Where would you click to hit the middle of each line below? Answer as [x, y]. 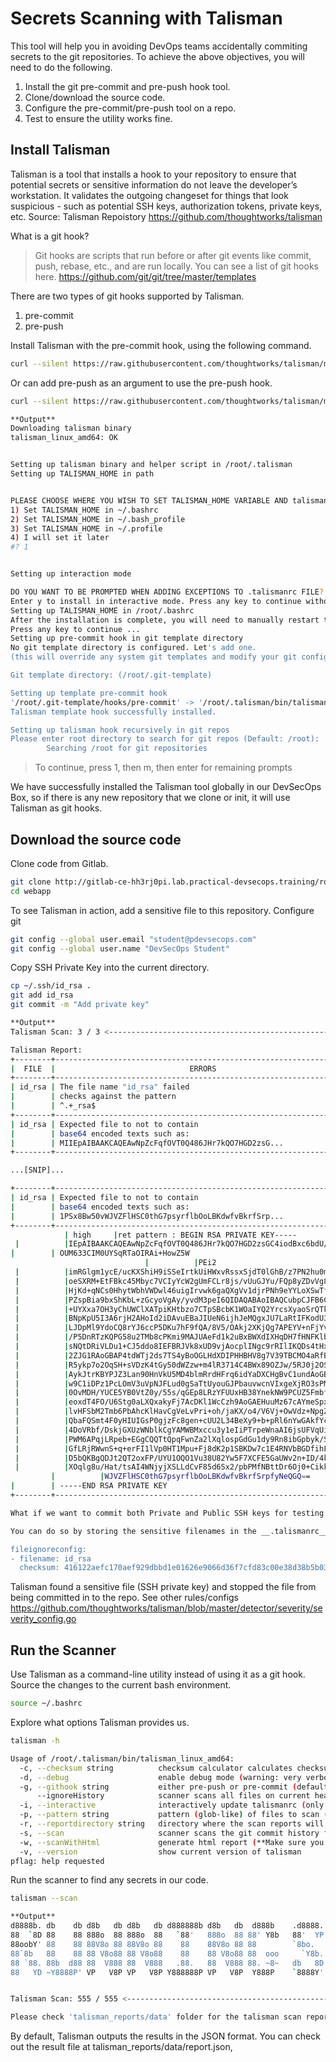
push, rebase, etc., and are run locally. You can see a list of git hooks [176, 266]
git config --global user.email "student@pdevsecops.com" [133, 939]
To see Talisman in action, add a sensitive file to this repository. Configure [162, 910]
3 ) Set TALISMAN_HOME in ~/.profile [86, 528]
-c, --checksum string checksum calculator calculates [156, 1768]
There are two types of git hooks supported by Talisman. [127, 296]
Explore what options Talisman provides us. [100, 1722]
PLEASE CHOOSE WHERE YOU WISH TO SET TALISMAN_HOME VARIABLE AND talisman [169, 500]
